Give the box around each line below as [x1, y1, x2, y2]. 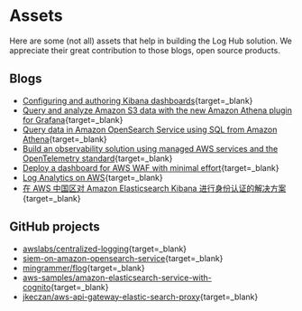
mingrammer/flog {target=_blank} [22, 262, 146, 273]
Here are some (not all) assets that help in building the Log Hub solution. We [9, 35, 293, 46]
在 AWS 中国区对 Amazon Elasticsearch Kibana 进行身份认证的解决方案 [22, 183, 287, 193]
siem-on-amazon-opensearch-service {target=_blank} [22, 252, 224, 263]
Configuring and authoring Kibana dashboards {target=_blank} [22, 95, 253, 106]
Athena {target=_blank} [22, 133, 108, 145]
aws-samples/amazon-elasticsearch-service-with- [22, 272, 212, 283]
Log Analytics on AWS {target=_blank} [22, 172, 164, 183]
